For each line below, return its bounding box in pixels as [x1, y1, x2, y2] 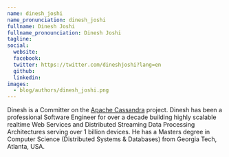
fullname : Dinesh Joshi [7, 23, 76, 30]
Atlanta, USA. [7, 143, 45, 151]
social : [7, 42, 30, 49]
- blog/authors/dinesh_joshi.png [13, 87, 109, 94]
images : [7, 81, 30, 87]
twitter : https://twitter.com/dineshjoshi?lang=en [13, 61, 162, 68]
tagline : [7, 36, 32, 43]
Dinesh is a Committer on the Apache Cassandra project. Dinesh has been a [7, 106, 222, 114]
